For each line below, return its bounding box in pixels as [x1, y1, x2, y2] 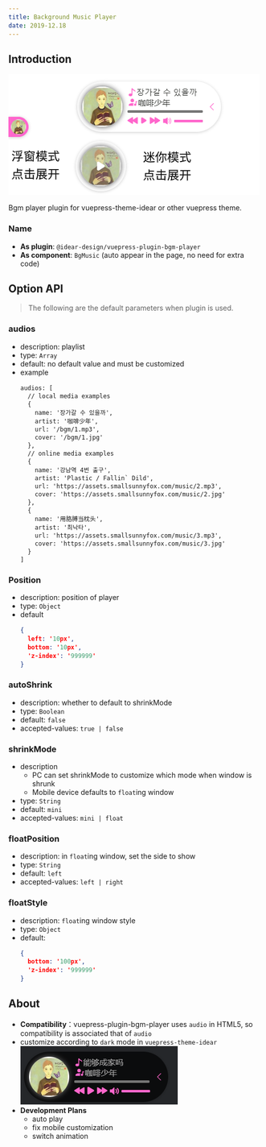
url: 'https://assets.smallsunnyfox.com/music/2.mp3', [35, 482, 223, 491]
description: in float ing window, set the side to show [19, 851, 196, 861]
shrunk [31, 778, 55, 789]
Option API [8, 282, 63, 296]
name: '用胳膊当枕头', [35, 515, 104, 523]
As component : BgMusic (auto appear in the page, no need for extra [19, 250, 245, 259]
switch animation [31, 1131, 88, 1141]
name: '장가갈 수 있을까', [35, 408, 113, 416]
